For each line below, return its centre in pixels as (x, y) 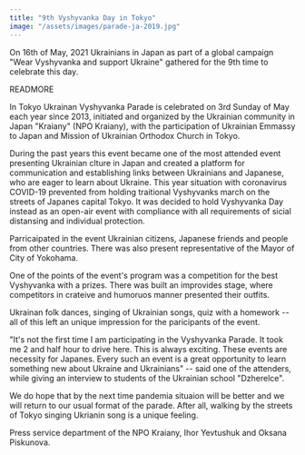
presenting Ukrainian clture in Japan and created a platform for (127, 163)
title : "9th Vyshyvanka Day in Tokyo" (83, 18)
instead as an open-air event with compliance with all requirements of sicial (151, 211)
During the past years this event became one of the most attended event (145, 153)
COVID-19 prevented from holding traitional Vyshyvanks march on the (140, 192)
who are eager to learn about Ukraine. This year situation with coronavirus (148, 182)
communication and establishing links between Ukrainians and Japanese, (147, 173)
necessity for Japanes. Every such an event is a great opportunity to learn (148, 359)
